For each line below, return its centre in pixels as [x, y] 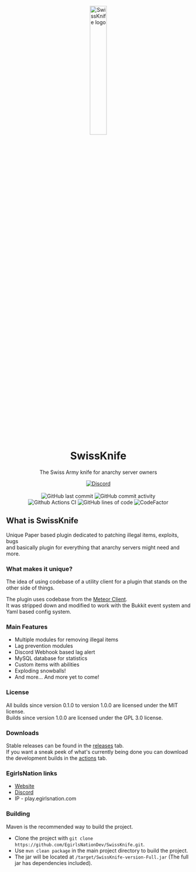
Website [25, 786]
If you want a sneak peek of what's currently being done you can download [97, 752]
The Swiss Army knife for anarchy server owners [98, 472]
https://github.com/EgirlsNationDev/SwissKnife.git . [80, 844]
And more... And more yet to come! [57, 677]
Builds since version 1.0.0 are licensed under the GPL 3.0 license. [85, 718]
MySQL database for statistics [51, 658]
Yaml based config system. [39, 612]
